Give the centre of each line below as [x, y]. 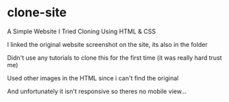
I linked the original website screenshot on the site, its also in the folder [107, 44]
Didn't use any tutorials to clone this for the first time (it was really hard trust [114, 57]
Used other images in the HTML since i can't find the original [93, 78]
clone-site [37, 13]
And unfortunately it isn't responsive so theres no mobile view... [97, 91]
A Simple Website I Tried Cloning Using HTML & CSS [82, 31]
